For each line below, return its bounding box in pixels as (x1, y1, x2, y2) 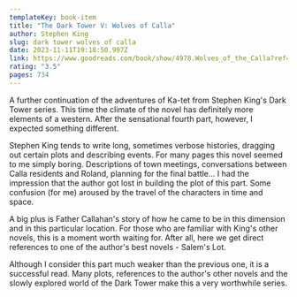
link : (9, 54, 29, 63)
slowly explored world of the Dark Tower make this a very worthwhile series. (9, 278, 287, 288)
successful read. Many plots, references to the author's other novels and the (9, 268, 288, 278)
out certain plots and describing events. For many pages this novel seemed (9, 149, 283, 160)
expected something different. (9, 123, 119, 133)
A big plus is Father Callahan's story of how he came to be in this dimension (9, 213, 286, 224)
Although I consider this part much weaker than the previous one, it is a (9, 258, 270, 270)
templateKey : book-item (9, 12, 97, 22)
